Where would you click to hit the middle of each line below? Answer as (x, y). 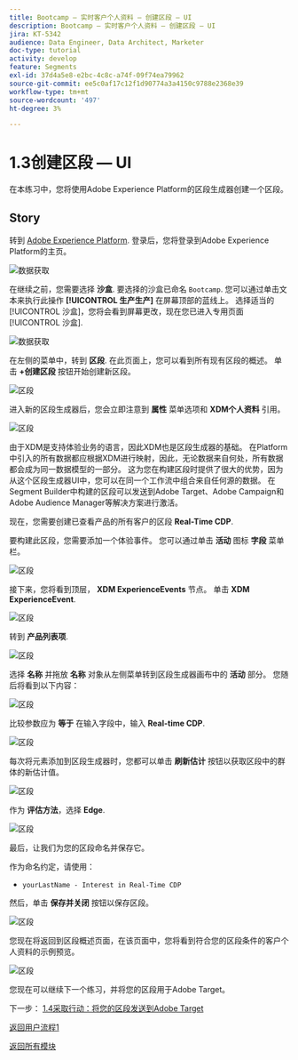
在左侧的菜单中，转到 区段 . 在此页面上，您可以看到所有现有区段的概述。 (141, 360)
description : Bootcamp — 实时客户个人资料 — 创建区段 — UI (112, 26)
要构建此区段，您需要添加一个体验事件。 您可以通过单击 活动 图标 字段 (138, 540)
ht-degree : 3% (35, 108)
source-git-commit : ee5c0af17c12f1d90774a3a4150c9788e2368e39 (126, 84)
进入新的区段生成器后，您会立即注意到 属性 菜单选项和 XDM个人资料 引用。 (147, 409)
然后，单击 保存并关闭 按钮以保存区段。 (81, 903)
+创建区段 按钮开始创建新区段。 (77, 371)
